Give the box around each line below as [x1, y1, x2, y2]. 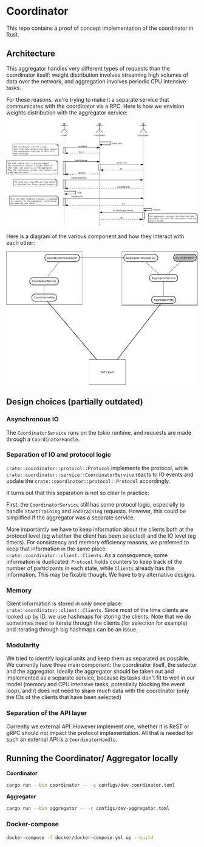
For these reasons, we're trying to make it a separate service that [6, 96, 169, 103]
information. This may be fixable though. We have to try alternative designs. [6, 571, 196, 578]
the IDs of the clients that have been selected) [6, 694, 121, 701]
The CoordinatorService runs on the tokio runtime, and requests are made [6, 429, 192, 436]
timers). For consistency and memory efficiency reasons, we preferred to [6, 538, 189, 546]
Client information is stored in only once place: [6, 600, 123, 607]
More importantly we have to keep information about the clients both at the [6, 525, 194, 533]
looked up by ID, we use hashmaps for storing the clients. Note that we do [6, 613, 191, 620]
